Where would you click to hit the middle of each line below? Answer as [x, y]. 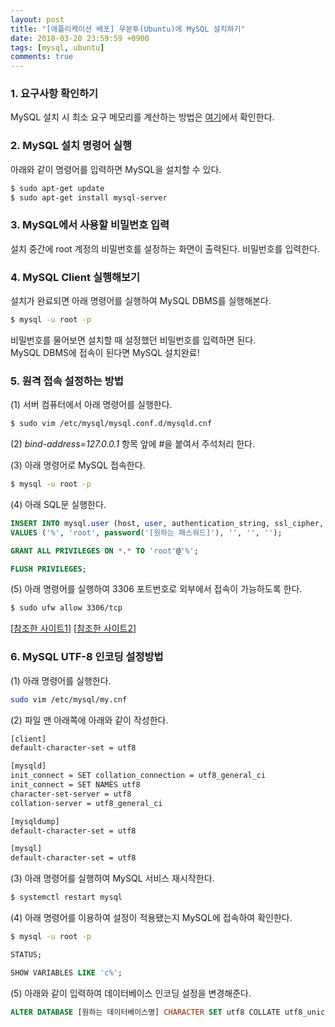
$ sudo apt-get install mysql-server [89, 197]
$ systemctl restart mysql [66, 897]
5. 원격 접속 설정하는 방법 [67, 381]
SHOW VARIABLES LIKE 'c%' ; [66, 972]
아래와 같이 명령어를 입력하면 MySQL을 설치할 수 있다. [116, 169]
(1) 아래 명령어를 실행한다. [61, 680]
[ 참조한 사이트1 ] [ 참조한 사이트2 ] [73, 628]
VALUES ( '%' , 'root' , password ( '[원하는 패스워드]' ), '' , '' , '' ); [146, 532]
